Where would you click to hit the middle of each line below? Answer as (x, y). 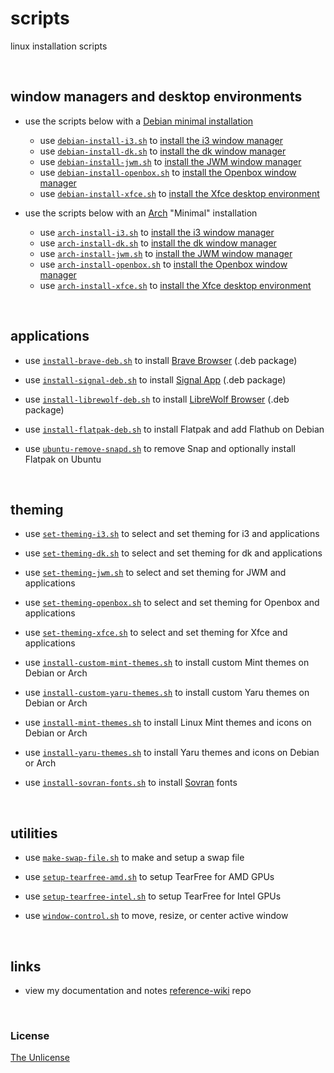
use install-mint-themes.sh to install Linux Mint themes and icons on (168, 723)
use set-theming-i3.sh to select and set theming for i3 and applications (172, 534)
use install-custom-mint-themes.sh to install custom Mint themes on (167, 663)
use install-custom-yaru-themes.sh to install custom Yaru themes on (167, 693)
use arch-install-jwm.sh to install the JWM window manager (166, 253)
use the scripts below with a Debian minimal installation (139, 121)
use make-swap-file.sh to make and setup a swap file (134, 858)
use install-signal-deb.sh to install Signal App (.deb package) (155, 379)
